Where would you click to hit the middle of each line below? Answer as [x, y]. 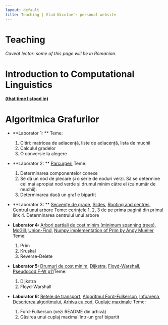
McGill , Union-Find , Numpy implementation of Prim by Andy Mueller [83, 230]
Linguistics [29, 85]
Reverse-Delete [36, 256]
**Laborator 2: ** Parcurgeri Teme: [49, 164]
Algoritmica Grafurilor [52, 119]
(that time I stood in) [27, 99]
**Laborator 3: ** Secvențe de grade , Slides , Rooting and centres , [82, 205]
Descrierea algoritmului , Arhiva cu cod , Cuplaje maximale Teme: [79, 302]
